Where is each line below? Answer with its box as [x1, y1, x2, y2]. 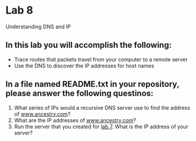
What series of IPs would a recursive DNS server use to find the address [14, 104, 190, 111]
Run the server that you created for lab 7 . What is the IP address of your [14, 123, 189, 130]
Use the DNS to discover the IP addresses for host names [14, 62, 155, 69]
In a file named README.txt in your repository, [5, 79, 179, 89]
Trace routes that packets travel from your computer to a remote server [14, 55, 188, 63]
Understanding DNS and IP [5, 23, 71, 30]
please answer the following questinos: [5, 88, 154, 99]
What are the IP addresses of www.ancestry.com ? [14, 116, 136, 124]
